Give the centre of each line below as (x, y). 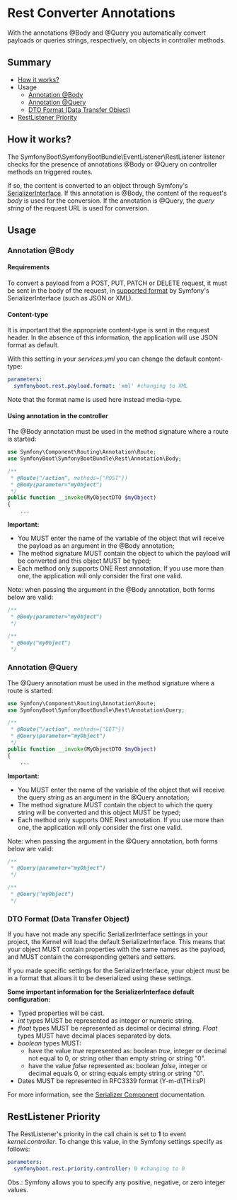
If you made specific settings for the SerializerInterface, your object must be (118, 971)
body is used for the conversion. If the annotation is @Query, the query (111, 201)
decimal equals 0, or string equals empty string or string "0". (116, 1073)
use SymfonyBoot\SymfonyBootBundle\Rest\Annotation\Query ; (96, 710)
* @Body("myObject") (41, 643)
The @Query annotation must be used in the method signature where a (111, 683)
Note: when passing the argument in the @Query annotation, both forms (112, 841)
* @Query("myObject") (42, 895)
